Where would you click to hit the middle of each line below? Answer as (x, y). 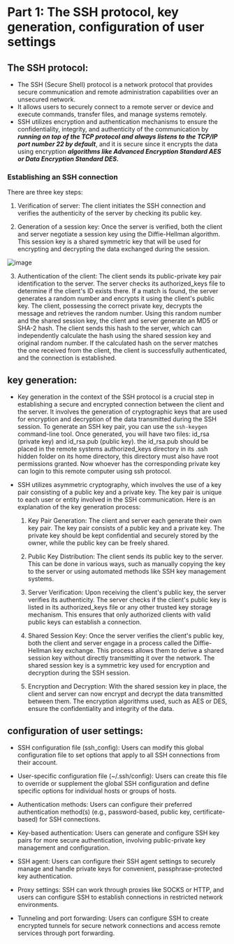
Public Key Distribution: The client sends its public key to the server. (125, 556)
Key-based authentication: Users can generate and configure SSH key (118, 833)
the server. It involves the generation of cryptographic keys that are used (122, 412)
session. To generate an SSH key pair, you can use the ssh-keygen (112, 427)
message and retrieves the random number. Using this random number (119, 314)
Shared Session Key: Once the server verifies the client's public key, (126, 636)
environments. (38, 904)
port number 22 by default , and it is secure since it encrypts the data (117, 144)
